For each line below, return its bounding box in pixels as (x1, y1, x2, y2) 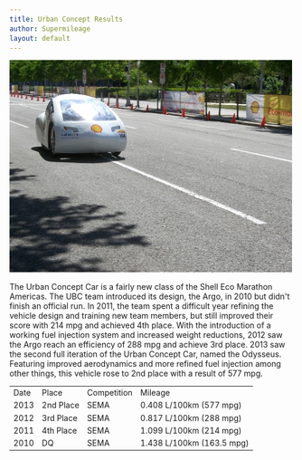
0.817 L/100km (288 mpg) (139, 412, 242, 423)
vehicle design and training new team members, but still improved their (9, 311, 274, 321)
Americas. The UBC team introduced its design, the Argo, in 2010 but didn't (9, 291, 290, 302)
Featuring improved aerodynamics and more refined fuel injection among (9, 359, 282, 369)
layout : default (9, 34, 71, 43)
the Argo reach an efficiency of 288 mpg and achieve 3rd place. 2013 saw (9, 340, 286, 350)
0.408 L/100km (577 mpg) (139, 399, 242, 411)
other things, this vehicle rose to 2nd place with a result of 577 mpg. (9, 368, 264, 379)
